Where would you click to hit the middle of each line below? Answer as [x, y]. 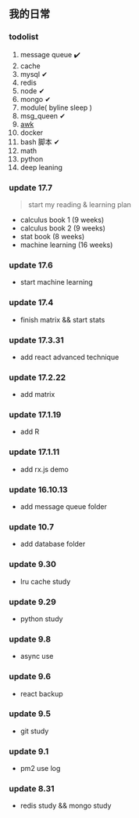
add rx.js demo [45, 469]
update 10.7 [31, 526]
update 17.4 [31, 303]
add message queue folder [64, 507]
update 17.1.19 [35, 415]
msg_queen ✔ [43, 115]
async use [37, 656]
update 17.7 [31, 187]
